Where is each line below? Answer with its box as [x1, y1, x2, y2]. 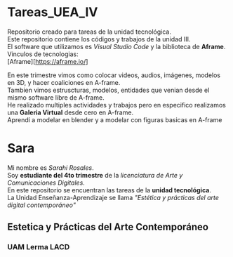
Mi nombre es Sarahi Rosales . [7, 163, 94, 172]
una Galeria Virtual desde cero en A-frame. [7, 108, 134, 117]
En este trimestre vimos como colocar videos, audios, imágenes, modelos [7, 71, 221, 79]
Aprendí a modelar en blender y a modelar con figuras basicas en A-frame [7, 115, 222, 124]
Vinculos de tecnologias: [7, 50, 79, 58]
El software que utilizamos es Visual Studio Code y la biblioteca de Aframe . [7, 42, 226, 51]
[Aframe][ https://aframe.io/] [7, 57, 88, 65]
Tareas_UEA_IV [7, 4, 98, 20]
